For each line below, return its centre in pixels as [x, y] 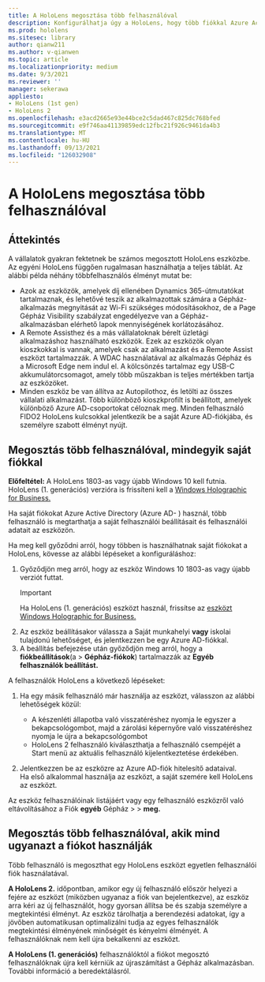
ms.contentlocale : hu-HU [49, 140]
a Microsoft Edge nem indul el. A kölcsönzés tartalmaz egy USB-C [127, 366]
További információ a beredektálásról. [70, 971]
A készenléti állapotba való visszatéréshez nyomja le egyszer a [134, 720]
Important [35, 593]
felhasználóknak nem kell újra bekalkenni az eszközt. [94, 939]
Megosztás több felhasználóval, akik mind [114, 834]
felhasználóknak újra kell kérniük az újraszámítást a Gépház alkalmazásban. [131, 962]
